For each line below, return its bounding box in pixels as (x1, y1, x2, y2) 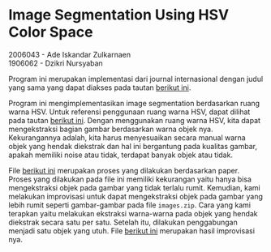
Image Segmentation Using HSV (8, 6, 230, 24)
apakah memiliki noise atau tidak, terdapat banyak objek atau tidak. (8, 150, 234, 160)
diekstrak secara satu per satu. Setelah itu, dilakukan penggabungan (8, 217, 238, 227)
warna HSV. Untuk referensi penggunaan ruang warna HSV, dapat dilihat (8, 107, 251, 117)
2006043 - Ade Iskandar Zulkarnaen (8, 49, 131, 59)
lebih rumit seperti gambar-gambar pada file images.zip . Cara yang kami (8, 200, 252, 210)
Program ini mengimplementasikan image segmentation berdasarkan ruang (8, 98, 260, 108)
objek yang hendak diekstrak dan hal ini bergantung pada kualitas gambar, (8, 141, 258, 151)
